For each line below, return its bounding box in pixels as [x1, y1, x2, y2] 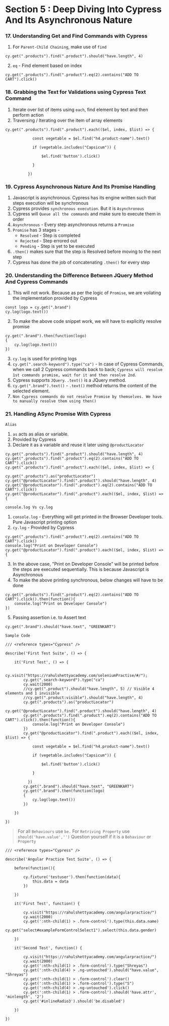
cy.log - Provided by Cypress [12, 524, 75, 530]
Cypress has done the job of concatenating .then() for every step [12, 260, 150, 266]
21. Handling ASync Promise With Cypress [5, 411, 111, 418]
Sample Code [5, 633, 30, 638]
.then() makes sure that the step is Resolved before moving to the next [12, 248, 161, 254]
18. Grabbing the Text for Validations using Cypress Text [5, 89, 146, 96]
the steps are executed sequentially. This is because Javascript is [12, 566, 149, 572]
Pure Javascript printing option [12, 519, 77, 525]
